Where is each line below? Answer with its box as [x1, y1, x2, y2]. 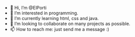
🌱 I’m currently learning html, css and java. [10, 15, 99, 21]
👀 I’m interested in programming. [10, 10, 78, 16]
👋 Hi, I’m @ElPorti [10, 5, 47, 10]
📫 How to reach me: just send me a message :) [10, 26, 110, 32]
